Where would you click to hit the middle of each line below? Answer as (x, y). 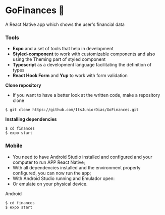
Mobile (14, 146)
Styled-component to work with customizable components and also (84, 54)
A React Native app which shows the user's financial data (65, 24)
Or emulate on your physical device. (50, 184)
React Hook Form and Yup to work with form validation (70, 76)
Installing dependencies (31, 119)
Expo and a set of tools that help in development (63, 49)
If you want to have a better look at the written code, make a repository (86, 95)
